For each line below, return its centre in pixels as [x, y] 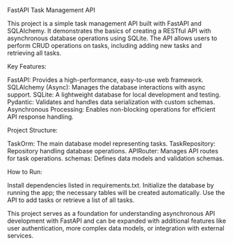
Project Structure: [32, 130]
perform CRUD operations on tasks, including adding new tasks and [105, 45]
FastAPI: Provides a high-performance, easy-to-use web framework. [105, 80]
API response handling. [41, 117]
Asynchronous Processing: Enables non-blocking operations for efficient [111, 109]
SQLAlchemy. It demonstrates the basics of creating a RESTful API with [109, 31]
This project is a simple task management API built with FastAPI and [104, 23]
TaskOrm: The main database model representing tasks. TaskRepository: [111, 144]
